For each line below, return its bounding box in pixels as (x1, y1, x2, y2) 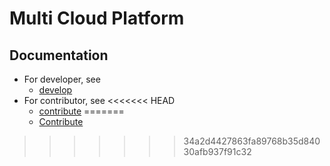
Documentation (9, 47, 109, 64)
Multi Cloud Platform (9, 7, 185, 30)
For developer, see (23, 73, 101, 85)
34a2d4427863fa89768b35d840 (183, 135, 321, 147)
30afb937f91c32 (183, 146, 252, 157)
